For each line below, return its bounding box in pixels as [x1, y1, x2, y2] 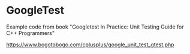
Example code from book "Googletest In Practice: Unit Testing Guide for [6, 23, 184, 30]
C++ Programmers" [6, 29, 55, 36]
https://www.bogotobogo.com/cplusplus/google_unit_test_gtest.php [6, 41, 175, 48]
